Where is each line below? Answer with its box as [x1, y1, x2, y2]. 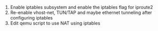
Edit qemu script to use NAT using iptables [10, 20, 101, 26]
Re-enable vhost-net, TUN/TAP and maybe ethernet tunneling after [10, 9, 152, 15]
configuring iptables [10, 15, 53, 20]
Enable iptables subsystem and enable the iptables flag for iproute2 [10, 4, 153, 10]
